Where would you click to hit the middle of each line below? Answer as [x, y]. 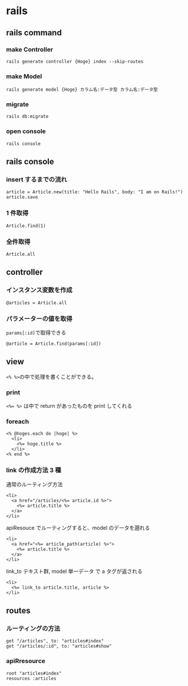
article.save [22, 197]
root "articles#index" [34, 673]
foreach [18, 421]
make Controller [30, 50]
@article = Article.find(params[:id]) [54, 344]
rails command [34, 33]
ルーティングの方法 [33, 629]
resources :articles [32, 678]
